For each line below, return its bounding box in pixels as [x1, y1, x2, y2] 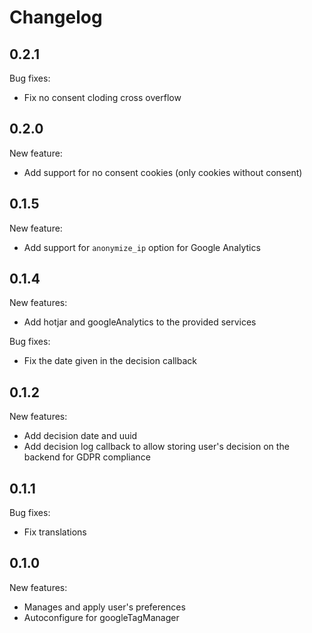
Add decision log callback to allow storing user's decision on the [23, 441, 290, 453]
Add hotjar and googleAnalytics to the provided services [23, 316, 257, 328]
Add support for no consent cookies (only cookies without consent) [23, 166, 303, 178]
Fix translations [23, 526, 87, 538]
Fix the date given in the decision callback [23, 355, 198, 367]
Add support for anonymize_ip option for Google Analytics [23, 241, 261, 253]
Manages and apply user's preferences [23, 601, 186, 613]
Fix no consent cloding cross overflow [23, 92, 182, 103]
